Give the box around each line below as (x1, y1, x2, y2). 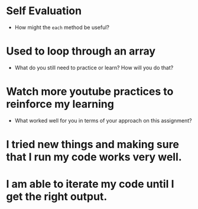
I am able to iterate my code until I (6, 178, 174, 191)
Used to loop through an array (6, 44, 155, 58)
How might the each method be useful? (14, 24, 110, 31)
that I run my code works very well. (6, 150, 182, 163)
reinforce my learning (6, 98, 114, 111)
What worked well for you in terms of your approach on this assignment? (14, 117, 192, 124)
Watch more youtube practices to (6, 85, 174, 98)
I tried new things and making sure (6, 138, 179, 151)
